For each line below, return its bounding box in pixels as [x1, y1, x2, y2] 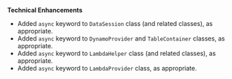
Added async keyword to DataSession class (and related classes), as [17, 20, 213, 27]
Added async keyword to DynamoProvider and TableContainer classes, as [17, 34, 225, 43]
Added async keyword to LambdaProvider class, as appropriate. [17, 64, 197, 72]
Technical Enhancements [7, 6, 82, 14]
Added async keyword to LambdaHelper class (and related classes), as [17, 49, 217, 57]
